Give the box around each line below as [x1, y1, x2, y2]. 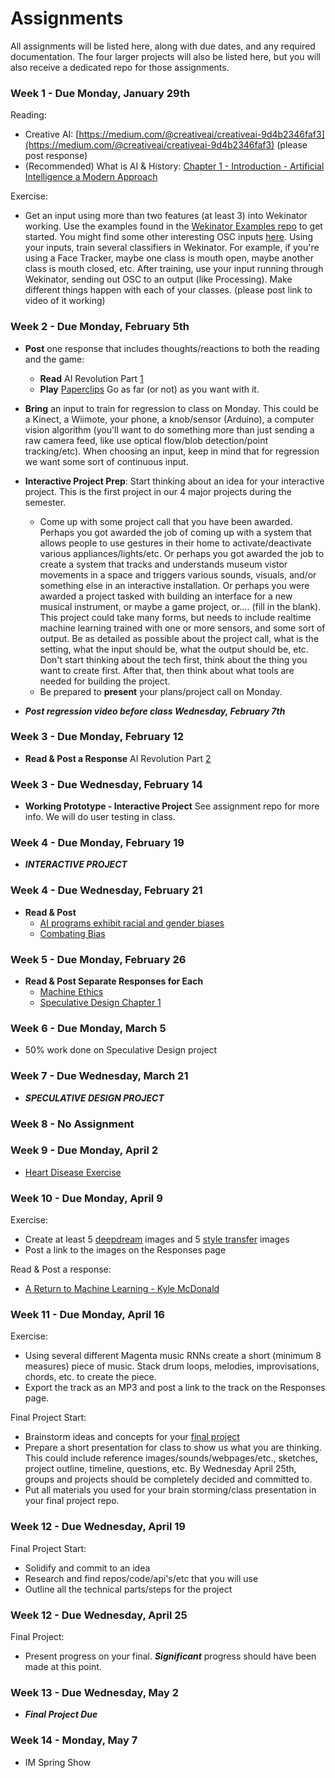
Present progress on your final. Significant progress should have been [24, 1650, 317, 1662]
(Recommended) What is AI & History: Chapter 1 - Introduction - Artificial [24, 160, 325, 172]
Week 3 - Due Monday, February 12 [10, 730, 185, 744]
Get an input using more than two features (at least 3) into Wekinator [24, 210, 308, 222]
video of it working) [24, 295, 106, 307]
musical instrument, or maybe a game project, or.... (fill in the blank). [39, 600, 322, 612]
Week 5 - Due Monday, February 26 [10, 952, 187, 966]
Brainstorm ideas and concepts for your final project [24, 1431, 240, 1443]
